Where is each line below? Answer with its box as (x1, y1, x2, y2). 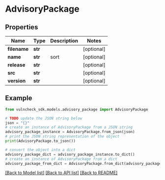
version (7, 77, 26, 84)
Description (50, 38, 79, 44)
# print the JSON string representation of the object (5, 134, 120, 139)
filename (7, 45, 29, 52)
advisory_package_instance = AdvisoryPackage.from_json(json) (5, 130, 135, 135)
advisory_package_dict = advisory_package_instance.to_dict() (5, 152, 135, 157)
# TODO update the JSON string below (5, 116, 82, 121)
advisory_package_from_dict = (5, 161, 67, 166)
